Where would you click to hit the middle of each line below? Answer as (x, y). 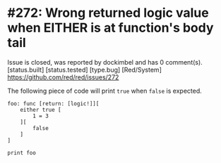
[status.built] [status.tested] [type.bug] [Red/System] (85, 70)
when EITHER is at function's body (110, 28)
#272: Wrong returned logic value (108, 13)
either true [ (41, 110)
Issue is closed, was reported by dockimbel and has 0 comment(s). (105, 62)
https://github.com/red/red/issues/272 (63, 77)
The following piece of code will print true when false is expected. (105, 91)
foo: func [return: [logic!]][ (53, 103)
